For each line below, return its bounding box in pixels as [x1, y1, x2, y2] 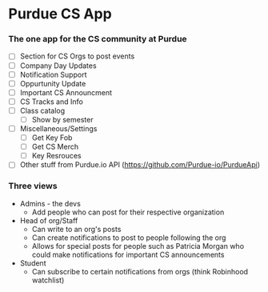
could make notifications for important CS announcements [31, 250, 225, 259]
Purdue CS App [8, 5, 112, 23]
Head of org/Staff [19, 215, 78, 225]
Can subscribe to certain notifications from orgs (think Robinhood [31, 266, 249, 276]
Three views [8, 181, 58, 192]
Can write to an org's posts [31, 224, 122, 234]
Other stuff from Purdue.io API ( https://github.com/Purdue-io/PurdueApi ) [19, 160, 260, 170]
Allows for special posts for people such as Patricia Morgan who [31, 241, 245, 250]
